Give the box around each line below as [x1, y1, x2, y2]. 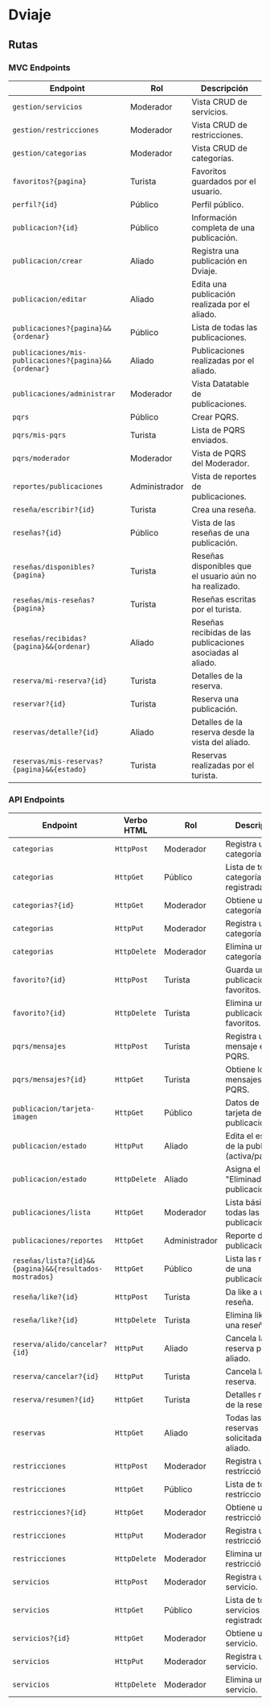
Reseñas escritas [191, 594, 256, 605]
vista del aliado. [191, 736, 251, 747]
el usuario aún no [191, 570, 257, 582]
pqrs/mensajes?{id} [12, 1075, 87, 1084]
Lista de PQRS [191, 424, 246, 436]
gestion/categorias [12, 148, 87, 158]
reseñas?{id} [12, 528, 63, 537]
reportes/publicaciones [12, 482, 104, 491]
